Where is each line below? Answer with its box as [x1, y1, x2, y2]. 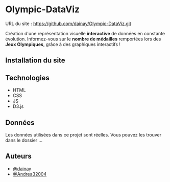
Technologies [5, 73, 50, 82]
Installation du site [5, 56, 65, 65]
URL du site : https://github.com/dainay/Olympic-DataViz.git [5, 20, 132, 27]
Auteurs [5, 152, 32, 161]
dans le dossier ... [5, 137, 43, 143]
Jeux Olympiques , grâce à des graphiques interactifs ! [5, 41, 121, 47]
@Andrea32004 [12, 171, 47, 177]
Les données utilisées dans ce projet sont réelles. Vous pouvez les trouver [5, 131, 162, 138]
